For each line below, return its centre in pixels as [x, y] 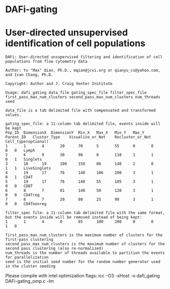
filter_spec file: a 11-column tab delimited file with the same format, [85, 213]
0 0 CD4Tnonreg [26, 204]
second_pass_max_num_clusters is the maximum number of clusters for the [85, 244]
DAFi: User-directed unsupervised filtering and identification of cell [84, 57]
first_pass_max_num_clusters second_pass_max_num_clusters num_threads [83, 97]
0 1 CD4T [19, 177]
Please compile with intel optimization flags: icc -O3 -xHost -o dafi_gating [83, 276]
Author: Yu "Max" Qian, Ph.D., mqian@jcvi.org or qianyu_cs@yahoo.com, [83, 70]
